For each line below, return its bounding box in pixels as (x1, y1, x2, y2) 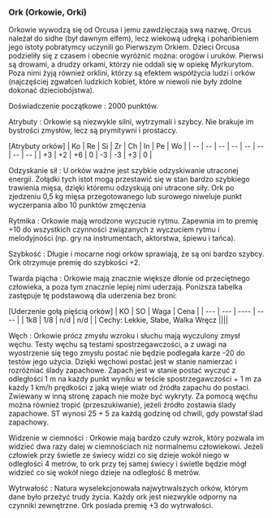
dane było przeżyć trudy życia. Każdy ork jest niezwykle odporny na (8, 492, 238, 502)
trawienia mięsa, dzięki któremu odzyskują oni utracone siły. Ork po (8, 183, 235, 193)
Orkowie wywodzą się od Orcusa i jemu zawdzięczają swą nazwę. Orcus (8, 25, 252, 35)
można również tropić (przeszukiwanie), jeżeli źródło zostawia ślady (8, 400, 237, 410)
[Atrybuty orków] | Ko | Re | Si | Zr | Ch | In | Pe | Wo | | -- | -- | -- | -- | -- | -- (8, 141, 264, 151)
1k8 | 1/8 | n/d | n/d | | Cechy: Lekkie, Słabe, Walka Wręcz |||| (25, 316, 229, 325)
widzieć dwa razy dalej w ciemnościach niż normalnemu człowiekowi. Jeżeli (8, 442, 264, 451)
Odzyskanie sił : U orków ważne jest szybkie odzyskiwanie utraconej (8, 166, 239, 176)
